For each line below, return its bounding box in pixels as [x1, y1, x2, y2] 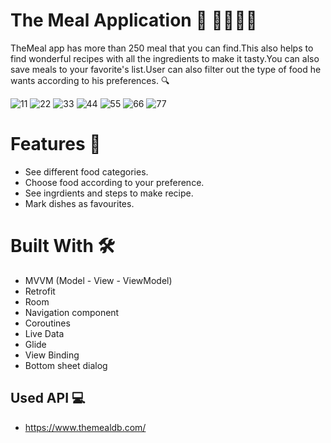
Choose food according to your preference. [24, 176, 205, 188]
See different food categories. [24, 165, 149, 178]
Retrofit [24, 285, 56, 297]
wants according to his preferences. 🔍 [10, 74, 170, 86]
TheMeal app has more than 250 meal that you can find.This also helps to [10, 42, 314, 54]
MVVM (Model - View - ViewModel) [24, 274, 173, 286]
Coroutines [24, 317, 71, 329]
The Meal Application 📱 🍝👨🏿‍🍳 [10, 9, 258, 32]
